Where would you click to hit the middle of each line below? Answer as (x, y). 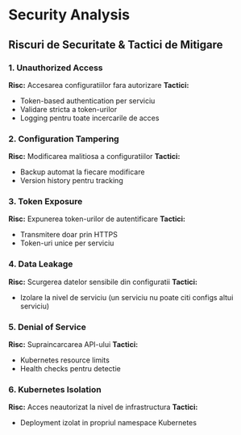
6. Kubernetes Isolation (55, 389)
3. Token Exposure (46, 202)
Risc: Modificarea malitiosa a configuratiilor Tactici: (94, 157)
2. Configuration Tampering (64, 139)
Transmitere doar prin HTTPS (69, 235)
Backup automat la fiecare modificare (82, 172)
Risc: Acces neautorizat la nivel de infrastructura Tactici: (103, 407)
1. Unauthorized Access (56, 68)
